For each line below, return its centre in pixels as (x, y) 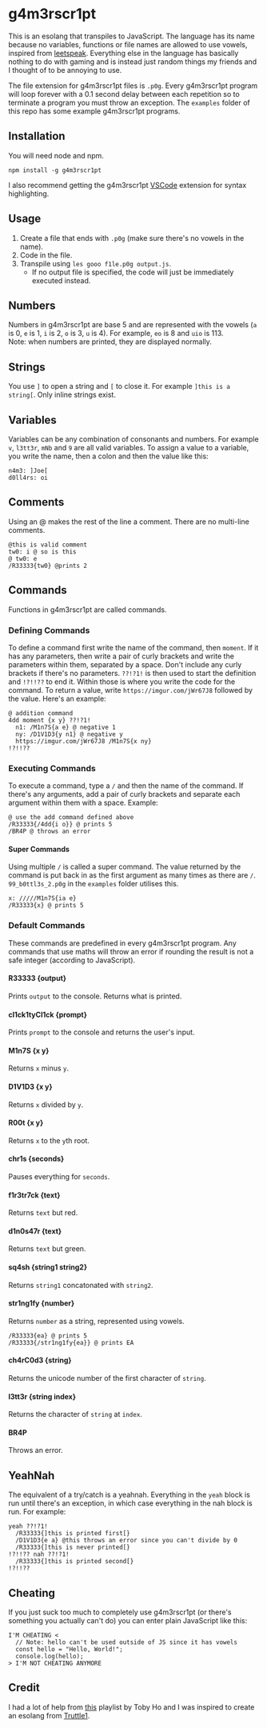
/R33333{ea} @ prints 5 (48, 1336)
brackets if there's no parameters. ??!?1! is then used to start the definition (132, 673)
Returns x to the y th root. (49, 1140)
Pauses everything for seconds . (59, 1176)
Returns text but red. (43, 1213)
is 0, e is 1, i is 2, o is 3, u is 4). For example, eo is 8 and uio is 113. (116, 334)
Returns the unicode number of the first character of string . (107, 1378)
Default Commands (47, 926)
